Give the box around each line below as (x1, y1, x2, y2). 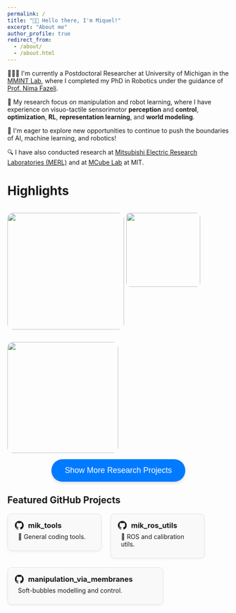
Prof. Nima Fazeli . (7, 84, 58, 92)
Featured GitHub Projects (7, 494, 121, 506)
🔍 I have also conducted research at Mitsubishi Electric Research (7, 147, 197, 156)
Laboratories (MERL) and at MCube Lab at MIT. (7, 158, 144, 166)
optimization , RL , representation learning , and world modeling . (7, 112, 195, 121)
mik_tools (27, 520, 62, 530)
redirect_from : (7, 37, 52, 44)
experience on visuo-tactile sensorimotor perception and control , (7, 105, 199, 114)
